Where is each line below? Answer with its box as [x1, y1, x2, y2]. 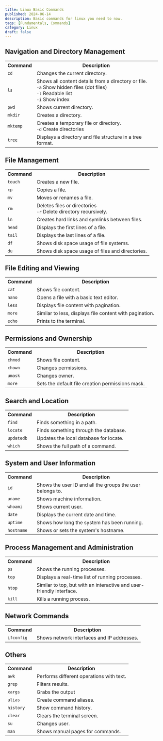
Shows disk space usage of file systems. [36, 240, 130, 247]
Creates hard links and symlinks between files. [36, 216, 143, 223]
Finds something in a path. [36, 419, 97, 426]
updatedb [7, 435, 28, 441]
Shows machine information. [36, 495, 102, 502]
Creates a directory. [36, 112, 82, 118]
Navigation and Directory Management [5, 48, 125, 56]
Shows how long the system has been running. [36, 519, 143, 526]
